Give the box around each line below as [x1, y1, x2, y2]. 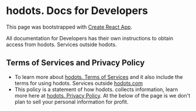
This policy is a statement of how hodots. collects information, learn [14, 86, 178, 93]
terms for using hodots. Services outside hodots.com [14, 79, 143, 86]
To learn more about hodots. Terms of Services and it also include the [14, 73, 183, 80]
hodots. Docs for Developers [6, 4, 148, 18]
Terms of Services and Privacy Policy [6, 58, 145, 68]
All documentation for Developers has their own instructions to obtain [6, 34, 174, 41]
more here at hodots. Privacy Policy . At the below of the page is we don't [14, 92, 191, 99]
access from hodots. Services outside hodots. [6, 41, 117, 48]
